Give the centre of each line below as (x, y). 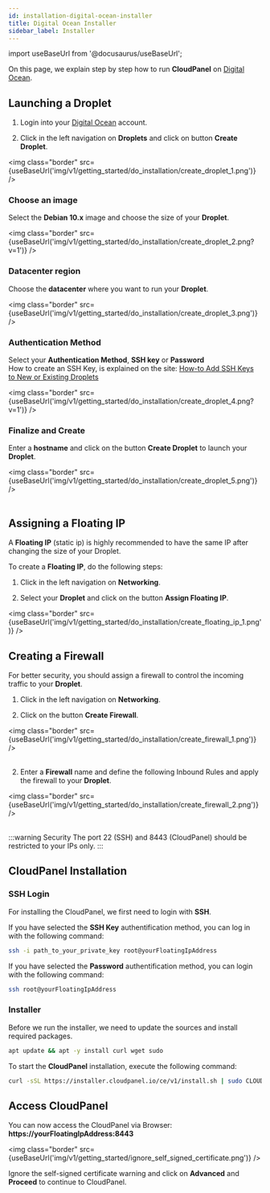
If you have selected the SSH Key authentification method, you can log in (129, 927)
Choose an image (43, 200)
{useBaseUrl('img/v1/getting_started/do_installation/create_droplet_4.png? (131, 401)
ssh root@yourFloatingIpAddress (62, 989)
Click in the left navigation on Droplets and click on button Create (129, 138)
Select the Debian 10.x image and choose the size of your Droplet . (119, 217)
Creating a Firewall (56, 656)
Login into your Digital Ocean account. (84, 122)
